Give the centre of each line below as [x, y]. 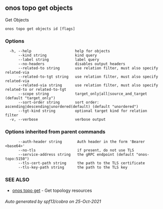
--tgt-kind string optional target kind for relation [82, 111]
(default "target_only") [30, 98]
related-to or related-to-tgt [36, 90]
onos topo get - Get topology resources [52, 190]
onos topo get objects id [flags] [40, 29]
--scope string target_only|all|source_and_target [82, 94]
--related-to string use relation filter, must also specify [88, 68]
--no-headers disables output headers [71, 64]
